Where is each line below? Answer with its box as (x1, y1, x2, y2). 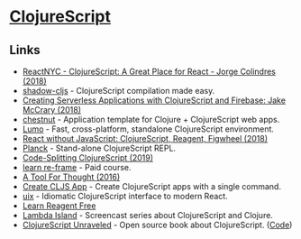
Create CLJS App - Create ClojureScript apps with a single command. (22, 181, 282, 191)
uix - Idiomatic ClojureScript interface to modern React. (22, 191, 228, 201)
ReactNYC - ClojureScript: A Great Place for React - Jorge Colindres (22, 66, 277, 77)
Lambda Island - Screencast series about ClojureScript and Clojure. (22, 210, 273, 220)
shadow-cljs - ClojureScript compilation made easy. (22, 86, 215, 96)
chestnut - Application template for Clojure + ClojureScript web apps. (22, 115, 280, 124)
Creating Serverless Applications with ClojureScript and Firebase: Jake (22, 95, 287, 106)
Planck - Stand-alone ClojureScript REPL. (22, 142, 177, 153)
